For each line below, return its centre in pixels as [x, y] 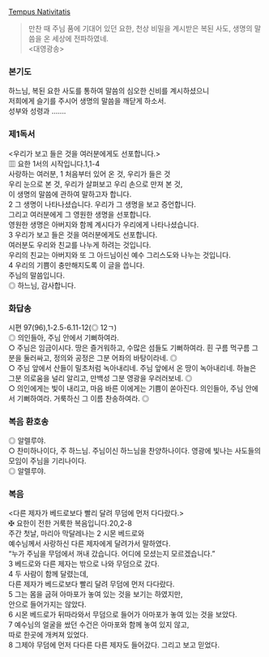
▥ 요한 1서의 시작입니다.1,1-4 [54, 163]
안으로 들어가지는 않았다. [47, 604]
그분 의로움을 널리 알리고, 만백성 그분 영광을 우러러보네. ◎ [100, 378]
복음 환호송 [29, 421]
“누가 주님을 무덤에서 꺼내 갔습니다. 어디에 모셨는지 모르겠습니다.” [112, 554]
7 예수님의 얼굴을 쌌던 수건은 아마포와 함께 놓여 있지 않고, [99, 625]
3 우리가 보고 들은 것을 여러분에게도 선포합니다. [83, 234]
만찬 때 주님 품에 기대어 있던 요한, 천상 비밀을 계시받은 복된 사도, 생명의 [140, 28]
